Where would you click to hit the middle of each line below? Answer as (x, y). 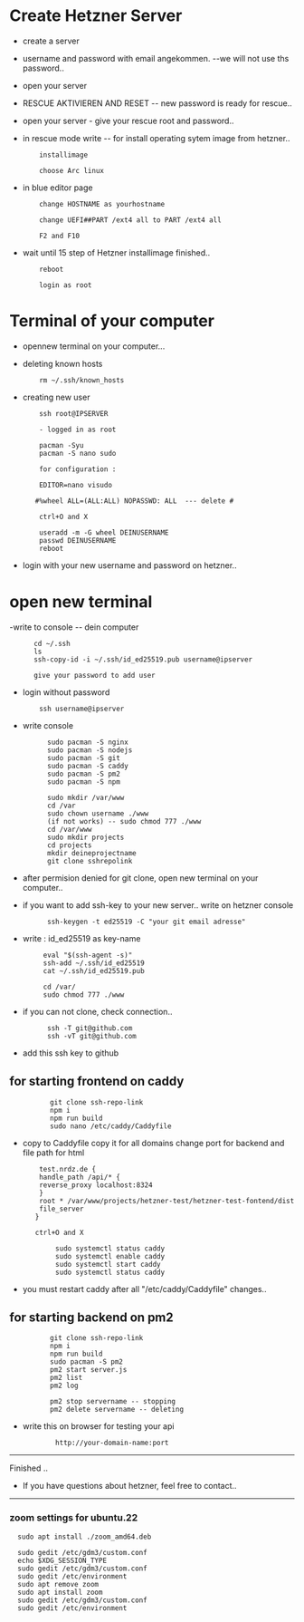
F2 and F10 (60, 236)
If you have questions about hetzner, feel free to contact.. (129, 1486)
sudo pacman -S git (83, 758)
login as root (66, 285)
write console (48, 725)
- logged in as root (78, 430)
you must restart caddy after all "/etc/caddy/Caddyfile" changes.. (144, 1289)
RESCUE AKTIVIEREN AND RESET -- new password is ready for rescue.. (157, 103)
